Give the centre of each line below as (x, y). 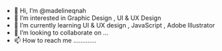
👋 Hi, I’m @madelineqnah (50, 11)
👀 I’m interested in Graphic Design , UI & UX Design (88, 18)
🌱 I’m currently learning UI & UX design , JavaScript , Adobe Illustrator (114, 25)
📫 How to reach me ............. (55, 40)
